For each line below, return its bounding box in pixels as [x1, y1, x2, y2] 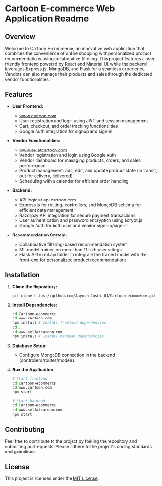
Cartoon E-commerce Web [5, 3, 115, 14]
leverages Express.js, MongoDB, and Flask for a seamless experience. [5, 66, 146, 72]
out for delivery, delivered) [19, 173, 73, 179]
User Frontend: [12, 103, 44, 109]
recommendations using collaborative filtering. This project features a [5, 56, 145, 61]
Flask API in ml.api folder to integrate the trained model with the [19, 251, 147, 257]
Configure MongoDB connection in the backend [19, 352, 115, 358]
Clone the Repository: [12, 284, 57, 289]
